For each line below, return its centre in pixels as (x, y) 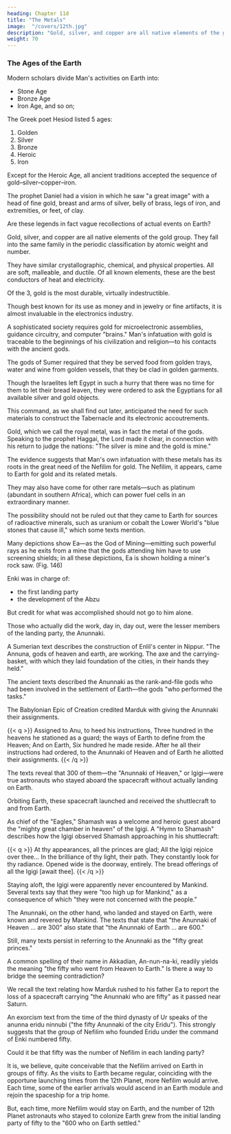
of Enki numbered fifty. (40, 1039)
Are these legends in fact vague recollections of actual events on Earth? (109, 224)
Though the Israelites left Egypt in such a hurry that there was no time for (111, 383)
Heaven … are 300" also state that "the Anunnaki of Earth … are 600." (106, 928)
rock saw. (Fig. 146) (35, 566)
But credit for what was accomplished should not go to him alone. (100, 612)
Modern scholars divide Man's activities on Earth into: (83, 78)
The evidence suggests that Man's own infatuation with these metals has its (114, 460)
